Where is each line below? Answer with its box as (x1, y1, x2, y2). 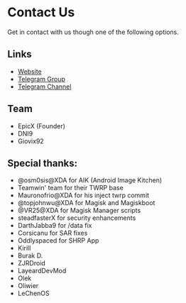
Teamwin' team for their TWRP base (17, 184, 124, 192)
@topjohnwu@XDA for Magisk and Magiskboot (17, 199, 155, 207)
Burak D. (17, 251, 43, 260)
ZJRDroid (17, 259, 46, 268)
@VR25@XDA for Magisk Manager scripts (17, 206, 141, 215)
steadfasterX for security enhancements (17, 214, 136, 222)
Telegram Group (17, 75, 66, 83)
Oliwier (17, 282, 39, 290)
